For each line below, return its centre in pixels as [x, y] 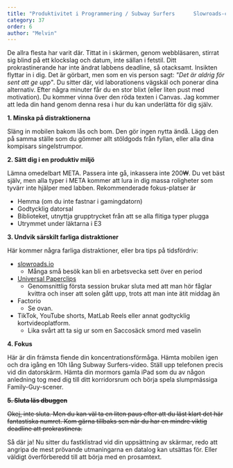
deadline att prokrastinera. [45, 429]
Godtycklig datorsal [45, 209]
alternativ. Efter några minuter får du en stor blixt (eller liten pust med [106, 90]
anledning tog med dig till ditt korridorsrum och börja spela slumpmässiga [112, 380]
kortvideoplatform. [44, 323]
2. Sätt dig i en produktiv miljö [51, 160]
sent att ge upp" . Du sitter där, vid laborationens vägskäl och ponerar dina [113, 82]
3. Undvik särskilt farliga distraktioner [63, 237]
